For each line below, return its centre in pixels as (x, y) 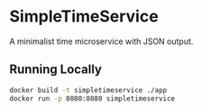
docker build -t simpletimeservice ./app (88, 90)
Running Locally (55, 69)
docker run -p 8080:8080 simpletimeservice (92, 99)
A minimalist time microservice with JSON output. (101, 41)
